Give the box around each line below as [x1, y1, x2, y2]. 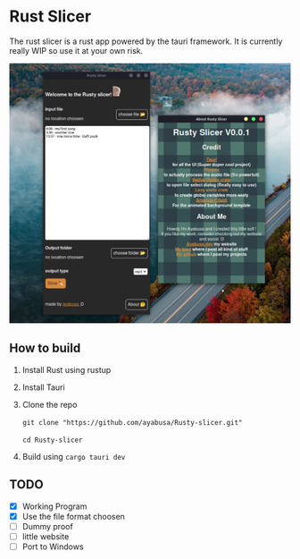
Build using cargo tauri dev [21, 451, 126, 462]
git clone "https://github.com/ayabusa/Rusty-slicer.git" [21, 418, 243, 427]
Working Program [21, 501, 87, 512]
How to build [9, 341, 81, 356]
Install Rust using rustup [21, 364, 112, 375]
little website [21, 530, 70, 542]
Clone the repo [21, 399, 78, 410]
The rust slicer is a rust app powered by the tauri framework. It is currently [9, 36, 283, 47]
